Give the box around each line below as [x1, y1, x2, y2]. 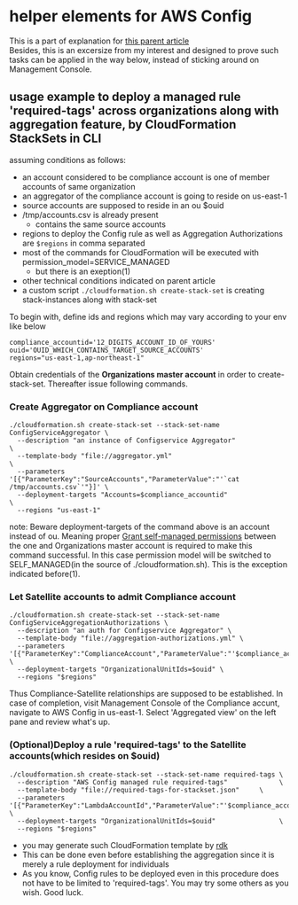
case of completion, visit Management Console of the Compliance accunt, [9, 698, 280, 708]
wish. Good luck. [21, 886, 84, 897]
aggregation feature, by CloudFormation [9, 117, 237, 132]
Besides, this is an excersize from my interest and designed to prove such [9, 44, 279, 55]
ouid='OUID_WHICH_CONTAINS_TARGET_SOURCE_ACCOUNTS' [9, 346, 204, 355]
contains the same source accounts [35, 219, 167, 230]
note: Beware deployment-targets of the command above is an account [9, 521, 271, 533]
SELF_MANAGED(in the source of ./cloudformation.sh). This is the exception [9, 559, 288, 570]
